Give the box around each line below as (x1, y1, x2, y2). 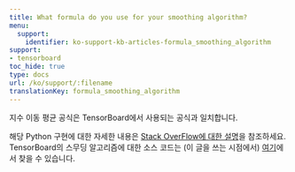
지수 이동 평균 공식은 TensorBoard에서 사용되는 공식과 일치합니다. (9, 112, 238, 123)
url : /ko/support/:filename (9, 79, 113, 87)
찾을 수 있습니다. (18, 153, 75, 163)
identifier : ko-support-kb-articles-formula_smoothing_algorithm (25, 37, 272, 47)
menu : (9, 21, 29, 30)
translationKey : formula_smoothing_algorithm (9, 86, 180, 95)
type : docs (9, 71, 50, 79)
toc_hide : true (9, 63, 66, 71)
